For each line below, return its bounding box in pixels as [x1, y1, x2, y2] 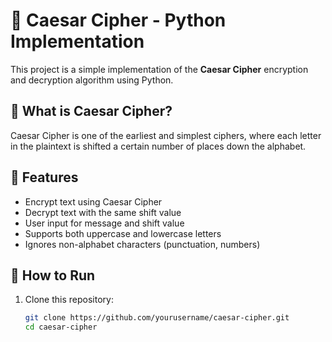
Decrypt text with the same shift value [24, 206, 182, 218]
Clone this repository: [24, 294, 114, 306]
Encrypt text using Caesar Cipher [24, 195, 163, 208]
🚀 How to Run [10, 267, 96, 284]
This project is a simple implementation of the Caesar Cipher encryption [10, 63, 309, 75]
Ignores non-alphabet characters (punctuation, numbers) [24, 238, 261, 250]
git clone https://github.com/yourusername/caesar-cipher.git [24, 313, 290, 323]
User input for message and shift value [24, 217, 185, 229]
